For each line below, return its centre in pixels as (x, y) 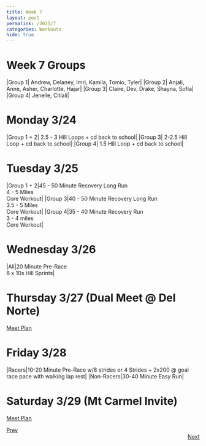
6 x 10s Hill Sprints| (31, 273)
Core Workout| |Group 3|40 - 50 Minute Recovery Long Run (82, 198)
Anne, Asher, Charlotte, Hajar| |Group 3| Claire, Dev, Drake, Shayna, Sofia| (100, 89)
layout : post (23, 18)
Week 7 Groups (46, 65)
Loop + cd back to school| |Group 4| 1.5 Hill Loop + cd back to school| (95, 144)
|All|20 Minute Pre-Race (37, 266)
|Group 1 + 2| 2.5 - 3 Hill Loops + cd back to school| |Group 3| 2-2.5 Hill (97, 137)
